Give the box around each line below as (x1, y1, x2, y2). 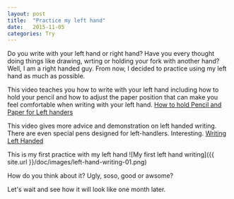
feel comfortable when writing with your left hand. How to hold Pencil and (7, 100, 222, 109)
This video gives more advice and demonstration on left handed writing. (7, 121, 217, 131)
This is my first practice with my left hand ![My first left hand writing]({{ (7, 150, 214, 159)
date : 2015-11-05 (7, 23, 65, 30)
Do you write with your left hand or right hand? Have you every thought (7, 49, 214, 58)
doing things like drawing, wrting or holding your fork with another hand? (7, 57, 220, 66)
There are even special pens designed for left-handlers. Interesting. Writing (7, 129, 227, 138)
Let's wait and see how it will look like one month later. (7, 185, 166, 194)
